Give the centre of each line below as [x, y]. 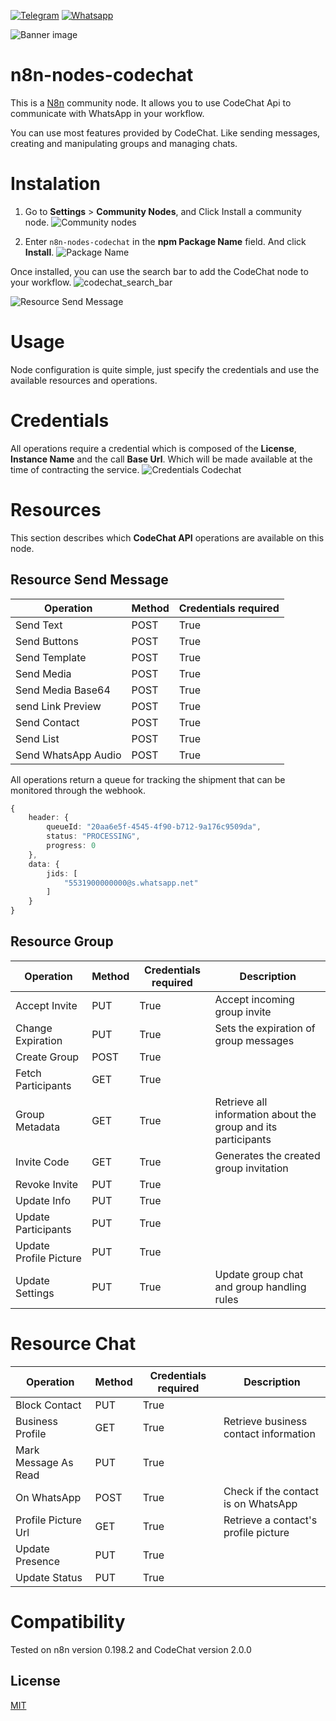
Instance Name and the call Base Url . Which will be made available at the [161, 459]
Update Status [49, 1577]
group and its [246, 1127]
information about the [265, 1114]
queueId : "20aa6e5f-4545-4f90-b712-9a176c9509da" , [154, 827]
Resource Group [62, 941]
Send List [37, 738]
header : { [49, 818]
